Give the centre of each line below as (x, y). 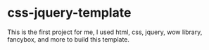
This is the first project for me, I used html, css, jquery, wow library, (105, 32)
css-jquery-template (69, 13)
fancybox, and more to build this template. (69, 39)
